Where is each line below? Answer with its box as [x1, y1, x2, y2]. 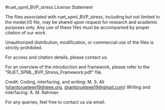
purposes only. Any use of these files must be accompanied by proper [5, 24, 150, 30]
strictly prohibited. [5, 45, 43, 50]
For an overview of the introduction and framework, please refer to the [5, 64, 150, 70]
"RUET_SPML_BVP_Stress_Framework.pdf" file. [5, 69, 103, 75]
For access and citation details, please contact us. [5, 54, 108, 60]
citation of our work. [5, 30, 47, 35]
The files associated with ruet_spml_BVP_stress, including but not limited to [5, 14, 161, 19]
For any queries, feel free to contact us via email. [5, 99, 106, 105]
